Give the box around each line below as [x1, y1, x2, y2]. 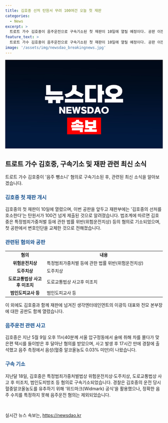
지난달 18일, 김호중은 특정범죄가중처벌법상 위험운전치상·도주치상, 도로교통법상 [5, 373, 157, 379]
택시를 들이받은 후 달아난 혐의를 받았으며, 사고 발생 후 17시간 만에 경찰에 [14, 341, 155, 347]
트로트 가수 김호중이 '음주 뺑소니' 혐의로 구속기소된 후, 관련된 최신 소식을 [5, 174, 146, 180]
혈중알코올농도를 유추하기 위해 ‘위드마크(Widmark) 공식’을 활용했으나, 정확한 [5, 385, 155, 391]
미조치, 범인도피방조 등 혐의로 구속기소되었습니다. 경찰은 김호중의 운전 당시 [15, 379, 161, 385]
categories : [5, 13, 30, 19]
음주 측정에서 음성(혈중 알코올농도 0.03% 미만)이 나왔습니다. [18, 347, 137, 353]
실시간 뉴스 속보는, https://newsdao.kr [5, 412, 81, 418]
